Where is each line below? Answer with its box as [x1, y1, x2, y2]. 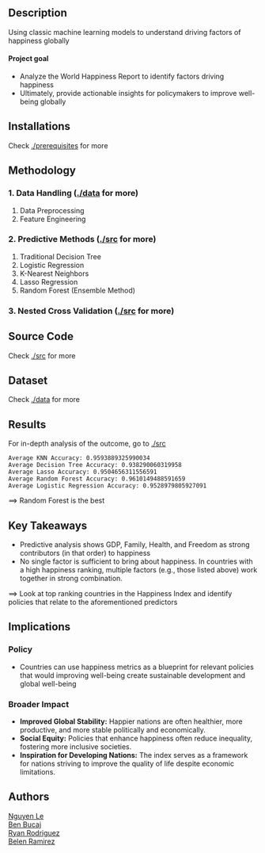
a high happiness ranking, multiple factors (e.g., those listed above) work [19, 564, 258, 574]
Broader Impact [8, 698, 70, 710]
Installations [8, 120, 71, 133]
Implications [8, 620, 71, 633]
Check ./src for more [8, 350, 76, 360]
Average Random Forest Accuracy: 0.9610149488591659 [8, 475, 186, 483]
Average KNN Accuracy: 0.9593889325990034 [8, 454, 150, 462]
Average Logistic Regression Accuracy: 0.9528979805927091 [8, 482, 207, 490]
